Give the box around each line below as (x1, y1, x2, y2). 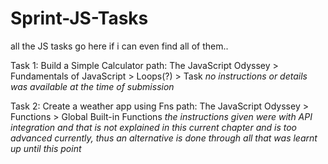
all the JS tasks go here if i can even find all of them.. (10, 40, 229, 52)
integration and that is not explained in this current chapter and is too (10, 121, 297, 133)
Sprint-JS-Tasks (10, 7, 149, 30)
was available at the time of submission (10, 80, 175, 92)
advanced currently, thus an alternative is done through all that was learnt (10, 132, 318, 144)
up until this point (10, 142, 82, 154)
